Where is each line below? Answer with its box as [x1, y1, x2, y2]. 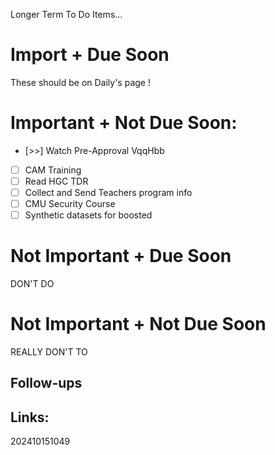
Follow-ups [10, 375, 83, 392]
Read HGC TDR [24, 175, 89, 187]
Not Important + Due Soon [10, 245, 232, 268]
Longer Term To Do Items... [10, 9, 123, 20]
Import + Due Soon [10, 44, 170, 66]
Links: [10, 409, 50, 426]
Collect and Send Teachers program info [24, 187, 193, 198]
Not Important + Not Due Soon [10, 313, 267, 336]
